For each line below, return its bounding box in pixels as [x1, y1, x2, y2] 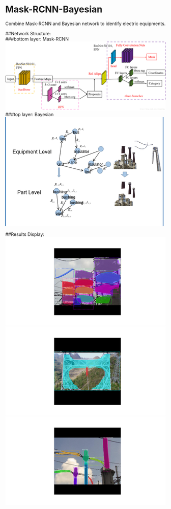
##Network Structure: [5, 30, 51, 36]
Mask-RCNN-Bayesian [5, 4, 103, 15]
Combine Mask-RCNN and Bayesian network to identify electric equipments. [5, 20, 166, 27]
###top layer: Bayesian [5, 111, 54, 117]
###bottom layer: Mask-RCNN [5, 36, 69, 42]
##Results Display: [5, 231, 45, 237]
